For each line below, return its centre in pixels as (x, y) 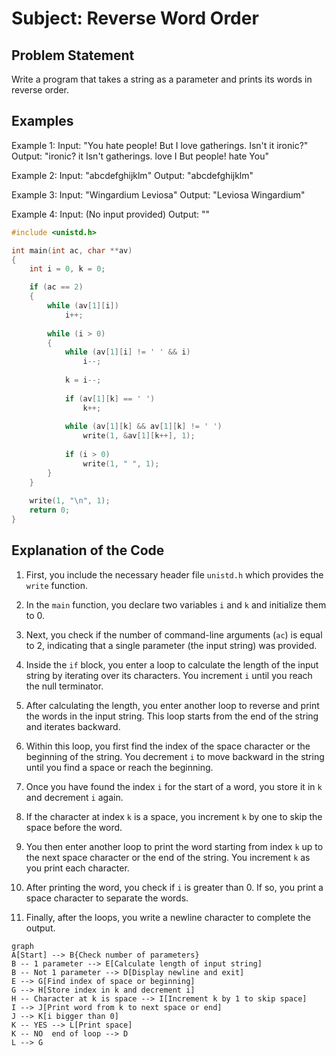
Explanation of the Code (88, 550)
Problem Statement (73, 55)
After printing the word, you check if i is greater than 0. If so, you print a (174, 887)
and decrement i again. (74, 797)
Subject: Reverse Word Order (135, 18)
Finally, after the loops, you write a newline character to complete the (168, 917)
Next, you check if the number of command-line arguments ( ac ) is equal (174, 634)
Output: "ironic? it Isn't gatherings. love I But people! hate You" (140, 156)
